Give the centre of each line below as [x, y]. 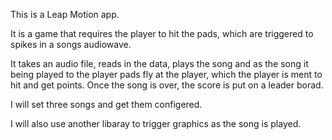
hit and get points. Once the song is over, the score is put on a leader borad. [167, 85]
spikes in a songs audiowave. [71, 44]
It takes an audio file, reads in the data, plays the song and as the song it [159, 63]
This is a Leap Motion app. [65, 14]
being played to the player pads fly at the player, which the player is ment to [166, 74]
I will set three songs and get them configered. [106, 104]
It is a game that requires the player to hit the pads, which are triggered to [162, 33]
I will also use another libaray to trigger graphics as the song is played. [156, 123]
